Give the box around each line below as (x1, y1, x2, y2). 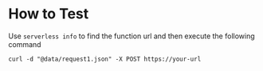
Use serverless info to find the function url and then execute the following (8, 31, 255, 41)
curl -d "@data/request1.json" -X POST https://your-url (8, 55, 202, 63)
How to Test (8, 5, 89, 23)
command (8, 39, 41, 49)
